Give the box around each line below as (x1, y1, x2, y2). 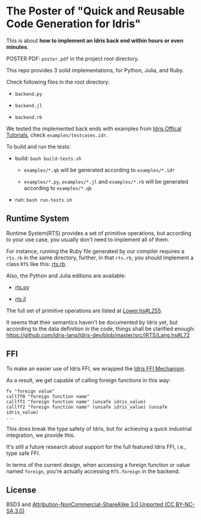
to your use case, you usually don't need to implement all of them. (6, 236, 170, 243)
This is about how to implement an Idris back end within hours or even (6, 37, 184, 44)
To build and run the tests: (6, 143, 71, 150)
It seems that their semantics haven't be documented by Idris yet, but (6, 318, 178, 326)
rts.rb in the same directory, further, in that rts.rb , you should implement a (6, 254, 194, 261)
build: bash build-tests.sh (14, 155, 82, 162)
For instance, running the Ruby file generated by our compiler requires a (6, 247, 185, 255)
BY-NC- (175, 501, 195, 508)
